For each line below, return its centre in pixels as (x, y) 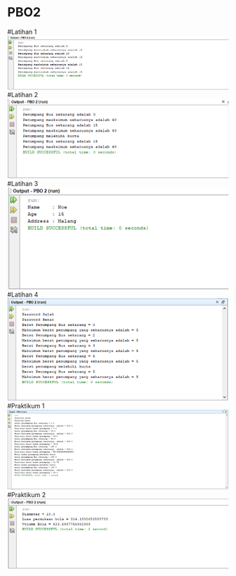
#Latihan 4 (23, 294)
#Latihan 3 (23, 183)
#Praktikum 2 (27, 494)
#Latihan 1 (22, 32)
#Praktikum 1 (26, 406)
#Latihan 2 (23, 95)
